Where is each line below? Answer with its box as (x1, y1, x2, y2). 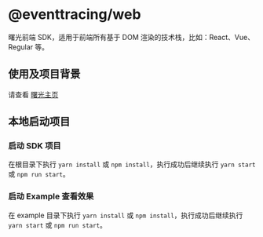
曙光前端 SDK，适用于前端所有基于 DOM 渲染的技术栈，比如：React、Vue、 (8, 32, 255, 42)
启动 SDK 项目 (8, 140, 61, 151)
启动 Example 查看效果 (8, 191, 94, 202)
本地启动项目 (8, 115, 71, 129)
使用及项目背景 (8, 67, 81, 81)
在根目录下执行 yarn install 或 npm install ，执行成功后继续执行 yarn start (8, 159, 256, 170)
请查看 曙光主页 (8, 89, 59, 99)
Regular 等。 (8, 42, 49, 52)
